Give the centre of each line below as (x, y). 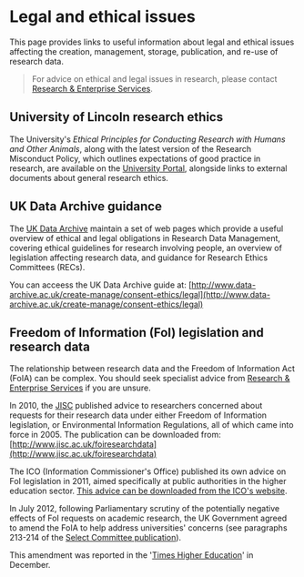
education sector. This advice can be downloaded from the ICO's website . (148, 491)
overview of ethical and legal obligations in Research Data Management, (145, 238)
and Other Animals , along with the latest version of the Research (131, 148)
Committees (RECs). (47, 267)
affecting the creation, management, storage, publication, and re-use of (144, 51)
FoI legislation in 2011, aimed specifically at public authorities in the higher (148, 481)
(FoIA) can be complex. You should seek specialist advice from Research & (150, 379)
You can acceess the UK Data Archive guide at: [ (101, 285)
